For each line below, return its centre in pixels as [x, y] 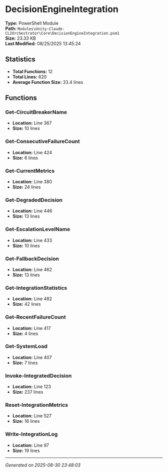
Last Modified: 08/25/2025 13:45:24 [43, 43]
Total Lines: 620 [29, 77]
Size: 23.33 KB [20, 38]
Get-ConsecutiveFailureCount [42, 142]
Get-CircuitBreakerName [36, 112]
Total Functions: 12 [32, 71]
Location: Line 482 [32, 299]
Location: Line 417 [31, 328]
